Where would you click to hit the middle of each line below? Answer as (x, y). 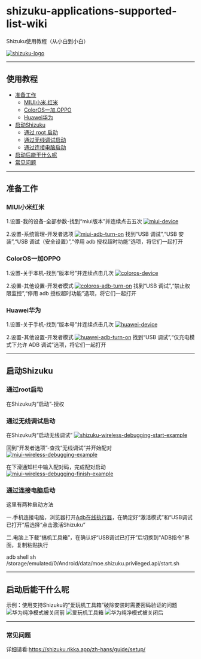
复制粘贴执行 (32, 545)
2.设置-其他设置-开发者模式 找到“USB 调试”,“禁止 (96, 286)
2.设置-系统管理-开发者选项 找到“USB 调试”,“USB (92, 234)
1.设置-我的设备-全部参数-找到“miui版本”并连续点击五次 (74, 221)
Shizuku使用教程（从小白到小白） (48, 41)
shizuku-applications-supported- (92, 11)
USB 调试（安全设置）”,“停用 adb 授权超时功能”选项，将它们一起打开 (100, 242)
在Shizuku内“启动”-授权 (35, 404)
